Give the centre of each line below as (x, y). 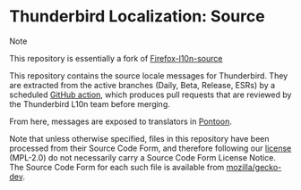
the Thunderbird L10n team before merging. (90, 103)
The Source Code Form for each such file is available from (117, 167)
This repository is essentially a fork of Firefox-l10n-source (116, 58)
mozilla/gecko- (254, 167)
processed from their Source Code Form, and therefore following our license (150, 148)
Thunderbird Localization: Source (138, 17)
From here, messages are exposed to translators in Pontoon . (121, 121)
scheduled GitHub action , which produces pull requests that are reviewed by (150, 95)
